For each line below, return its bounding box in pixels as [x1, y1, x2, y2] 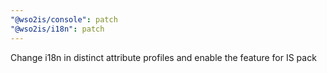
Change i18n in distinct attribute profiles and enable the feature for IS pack [10, 51, 317, 63]
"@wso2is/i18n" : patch [10, 24, 105, 34]
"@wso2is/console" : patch [10, 14, 118, 25]
